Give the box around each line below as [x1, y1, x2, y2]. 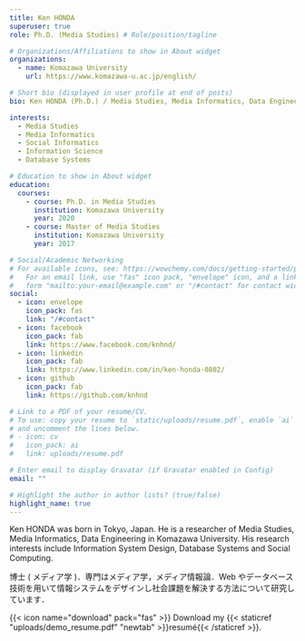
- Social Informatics [17, 138, 100, 148]
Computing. [9, 553, 54, 564]
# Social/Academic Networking [9, 255, 124, 264]
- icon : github [17, 374, 75, 383]
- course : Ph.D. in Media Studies [25, 197, 156, 206]
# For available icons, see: [9, 264, 120, 273]
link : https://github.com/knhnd [25, 390, 148, 399]
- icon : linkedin [17, 349, 84, 358]
